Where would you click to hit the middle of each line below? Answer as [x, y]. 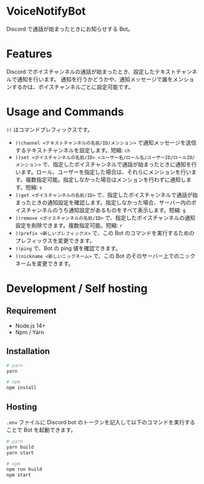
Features [29, 54]
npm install [21, 388]
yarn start [20, 453]
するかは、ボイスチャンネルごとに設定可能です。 [73, 87]
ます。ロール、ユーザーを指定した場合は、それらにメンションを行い [106, 172]
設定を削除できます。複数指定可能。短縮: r [69, 225]
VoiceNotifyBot [46, 11]
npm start [19, 475]
